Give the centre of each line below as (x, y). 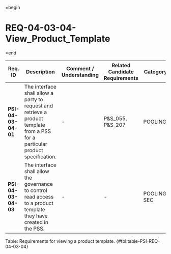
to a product (39, 203)
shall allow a (39, 93)
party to (34, 99)
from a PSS (38, 131)
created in (36, 222)
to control (36, 190)
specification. (40, 156)
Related (121, 65)
